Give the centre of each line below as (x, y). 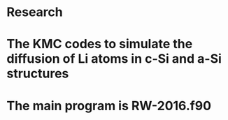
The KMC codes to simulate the (100, 44)
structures (38, 74)
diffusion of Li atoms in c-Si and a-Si (114, 59)
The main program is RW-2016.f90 (109, 106)
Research (35, 12)
